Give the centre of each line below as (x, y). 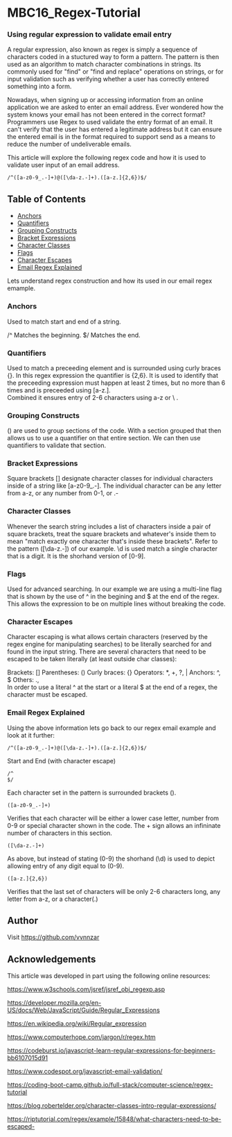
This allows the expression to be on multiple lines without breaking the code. (117, 604)
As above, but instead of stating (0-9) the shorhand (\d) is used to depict (111, 858)
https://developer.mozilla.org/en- (54, 1003)
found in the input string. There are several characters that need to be (107, 652)
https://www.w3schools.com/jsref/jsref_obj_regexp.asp (86, 989)
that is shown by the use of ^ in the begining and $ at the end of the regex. (113, 597)
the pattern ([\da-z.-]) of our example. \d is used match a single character (113, 548)
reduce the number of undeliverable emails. (69, 144)
